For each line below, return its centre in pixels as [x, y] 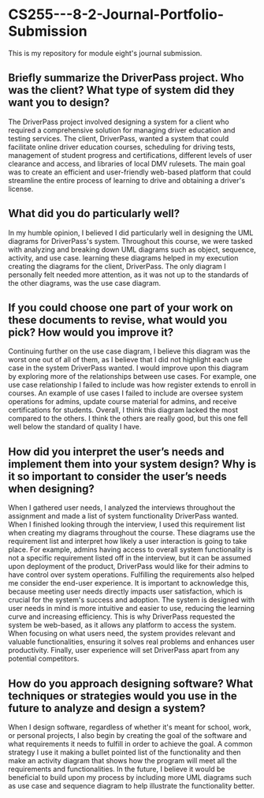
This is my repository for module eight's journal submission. [105, 53]
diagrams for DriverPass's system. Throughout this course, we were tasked [131, 241]
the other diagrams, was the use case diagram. [85, 283]
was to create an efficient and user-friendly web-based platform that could [130, 172]
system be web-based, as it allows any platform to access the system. [122, 625]
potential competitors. [44, 659]
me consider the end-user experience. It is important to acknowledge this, [129, 583]
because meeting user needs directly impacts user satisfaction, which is [125, 592]
